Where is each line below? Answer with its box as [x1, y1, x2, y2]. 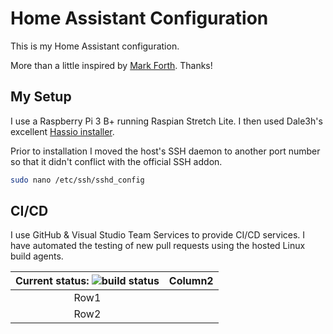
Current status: [15, 274, 90, 288]
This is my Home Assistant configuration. [10, 40, 180, 52]
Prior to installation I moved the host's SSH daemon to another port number [10, 145, 321, 157]
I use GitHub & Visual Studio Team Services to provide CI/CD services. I [10, 229, 306, 241]
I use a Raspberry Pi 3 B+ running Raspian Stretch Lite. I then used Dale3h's [10, 115, 323, 127]
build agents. [10, 250, 64, 262]
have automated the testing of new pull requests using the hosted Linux [10, 240, 306, 252]
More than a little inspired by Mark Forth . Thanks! [10, 59, 213, 71]
